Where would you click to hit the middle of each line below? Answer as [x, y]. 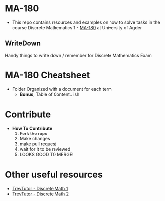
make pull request [38, 144]
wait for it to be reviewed [45, 149]
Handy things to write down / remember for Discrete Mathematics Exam [79, 55]
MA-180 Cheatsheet [48, 75]
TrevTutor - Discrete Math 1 [40, 188]
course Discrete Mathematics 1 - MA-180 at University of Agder [77, 27]
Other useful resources [54, 174]
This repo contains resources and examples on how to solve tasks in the [86, 22]
